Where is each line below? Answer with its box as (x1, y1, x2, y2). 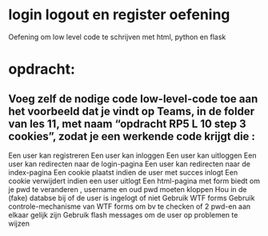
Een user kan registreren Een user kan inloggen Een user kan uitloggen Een (8, 150, 257, 160)
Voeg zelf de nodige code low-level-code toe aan (8, 92, 258, 106)
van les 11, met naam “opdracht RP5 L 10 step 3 (8, 117, 246, 130)
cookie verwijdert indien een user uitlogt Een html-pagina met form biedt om (8, 176, 261, 186)
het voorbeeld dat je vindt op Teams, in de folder (8, 104, 254, 118)
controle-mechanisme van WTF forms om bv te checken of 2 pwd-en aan (8, 202, 251, 211)
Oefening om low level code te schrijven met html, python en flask (8, 32, 226, 42)
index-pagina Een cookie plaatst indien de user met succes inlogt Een (8, 167, 238, 177)
